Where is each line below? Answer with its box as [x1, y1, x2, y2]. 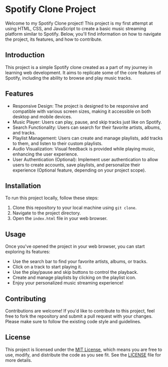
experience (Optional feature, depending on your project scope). [12, 167, 146, 173]
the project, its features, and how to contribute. [5, 36, 103, 42]
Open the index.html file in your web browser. [12, 215, 108, 222]
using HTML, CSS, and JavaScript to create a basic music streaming [5, 25, 146, 31]
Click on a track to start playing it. [12, 264, 82, 270]
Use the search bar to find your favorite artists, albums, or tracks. [12, 258, 148, 265]
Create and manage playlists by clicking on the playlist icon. [12, 274, 136, 280]
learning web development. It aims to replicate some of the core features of [5, 69, 161, 76]
